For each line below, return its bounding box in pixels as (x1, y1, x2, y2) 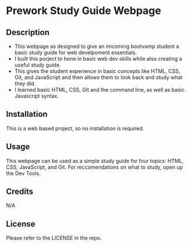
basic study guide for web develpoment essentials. (14, 49, 137, 56)
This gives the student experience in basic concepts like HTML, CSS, (14, 68, 181, 74)
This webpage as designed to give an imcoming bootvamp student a (14, 43, 180, 50)
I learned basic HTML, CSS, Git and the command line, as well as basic (14, 86, 185, 93)
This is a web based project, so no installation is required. (6, 124, 145, 132)
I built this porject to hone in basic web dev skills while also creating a (14, 55, 182, 62)
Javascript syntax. (14, 92, 59, 99)
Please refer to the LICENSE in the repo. (6, 235, 102, 242)
